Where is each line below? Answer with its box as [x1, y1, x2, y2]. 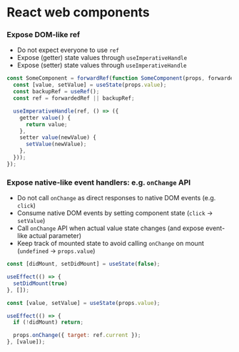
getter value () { [19, 114, 71, 121]
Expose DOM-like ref [6, 30, 80, 40]
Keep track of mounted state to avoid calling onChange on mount [16, 239, 205, 248]
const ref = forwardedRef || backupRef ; [13, 95, 135, 102]
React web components [6, 4, 151, 21]
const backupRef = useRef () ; [13, 88, 100, 95]
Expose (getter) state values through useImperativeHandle [16, 53, 188, 62]
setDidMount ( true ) [13, 279, 68, 287]
